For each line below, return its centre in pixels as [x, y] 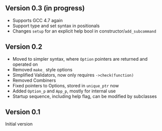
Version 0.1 [23, 112]
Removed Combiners [34, 80]
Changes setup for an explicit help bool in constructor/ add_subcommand [84, 31]
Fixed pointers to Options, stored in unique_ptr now [66, 85]
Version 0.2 [24, 47]
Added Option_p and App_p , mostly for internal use [64, 91]
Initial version [19, 124]
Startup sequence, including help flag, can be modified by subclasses [85, 96]
